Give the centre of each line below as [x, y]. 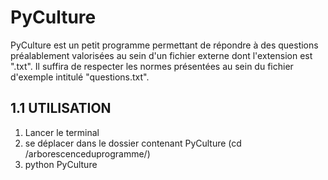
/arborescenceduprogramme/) [87, 153]
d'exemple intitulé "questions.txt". [80, 77]
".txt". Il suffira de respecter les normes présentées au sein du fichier [152, 66]
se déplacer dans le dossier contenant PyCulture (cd [133, 143]
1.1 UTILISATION [61, 108]
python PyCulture [61, 164]
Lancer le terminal [62, 132]
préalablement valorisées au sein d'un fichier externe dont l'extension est [161, 55]
